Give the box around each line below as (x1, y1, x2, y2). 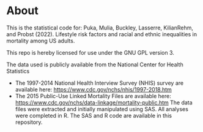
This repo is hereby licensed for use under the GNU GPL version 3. (6, 49, 174, 56)
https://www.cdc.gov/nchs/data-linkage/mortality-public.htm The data (15, 99, 193, 106)
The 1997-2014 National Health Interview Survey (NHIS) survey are (15, 79, 184, 87)
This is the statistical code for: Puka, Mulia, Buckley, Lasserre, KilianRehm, (6, 24, 194, 31)
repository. (15, 118, 43, 126)
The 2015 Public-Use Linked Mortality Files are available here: (15, 92, 171, 99)
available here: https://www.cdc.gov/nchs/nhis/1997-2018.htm (15, 85, 172, 93)
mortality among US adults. (6, 37, 75, 44)
